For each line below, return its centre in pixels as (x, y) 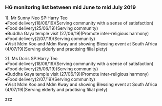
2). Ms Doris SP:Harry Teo (31, 59)
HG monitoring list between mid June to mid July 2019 (71, 7)
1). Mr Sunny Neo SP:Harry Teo (36, 18)
